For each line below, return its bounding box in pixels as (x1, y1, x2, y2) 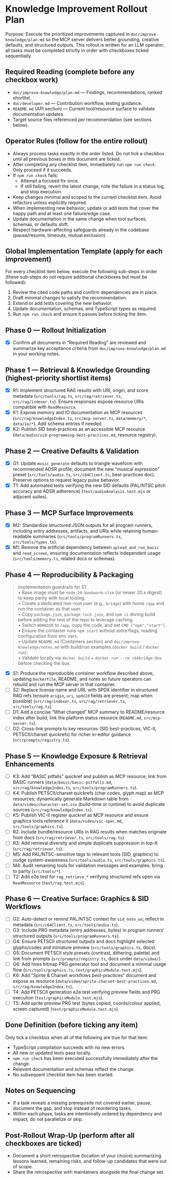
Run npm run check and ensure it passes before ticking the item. (12, 311, 147, 317)
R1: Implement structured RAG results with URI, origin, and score (12, 388, 148, 394)
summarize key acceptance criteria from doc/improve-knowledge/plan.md (12, 345, 166, 352)
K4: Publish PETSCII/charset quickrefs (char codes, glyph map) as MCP (12, 790, 164, 796)
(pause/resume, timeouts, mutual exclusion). (12, 232, 107, 238)
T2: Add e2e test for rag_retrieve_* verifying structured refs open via (12, 873, 160, 880)
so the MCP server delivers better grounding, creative (45, 36, 159, 43)
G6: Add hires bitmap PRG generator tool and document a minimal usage (12, 961, 166, 967)
